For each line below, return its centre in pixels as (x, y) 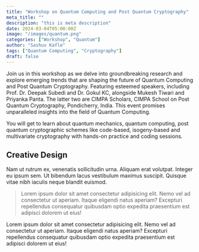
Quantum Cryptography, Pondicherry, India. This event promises (86, 105)
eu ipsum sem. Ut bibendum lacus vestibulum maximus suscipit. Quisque (97, 176)
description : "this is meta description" (59, 23)
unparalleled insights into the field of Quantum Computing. (79, 112)
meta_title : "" (25, 17)
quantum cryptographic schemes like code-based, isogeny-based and (93, 130)
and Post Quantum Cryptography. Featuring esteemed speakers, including (98, 86)
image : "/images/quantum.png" (44, 34)
